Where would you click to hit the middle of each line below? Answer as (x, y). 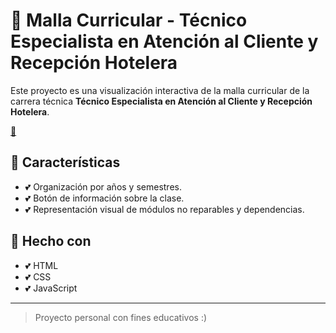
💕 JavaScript (51, 288)
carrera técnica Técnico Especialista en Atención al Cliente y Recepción (161, 101)
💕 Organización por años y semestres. (103, 186)
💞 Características (65, 162)
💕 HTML (41, 265)
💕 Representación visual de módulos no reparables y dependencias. (164, 209)
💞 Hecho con (51, 241)
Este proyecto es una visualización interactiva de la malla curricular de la (160, 90)
